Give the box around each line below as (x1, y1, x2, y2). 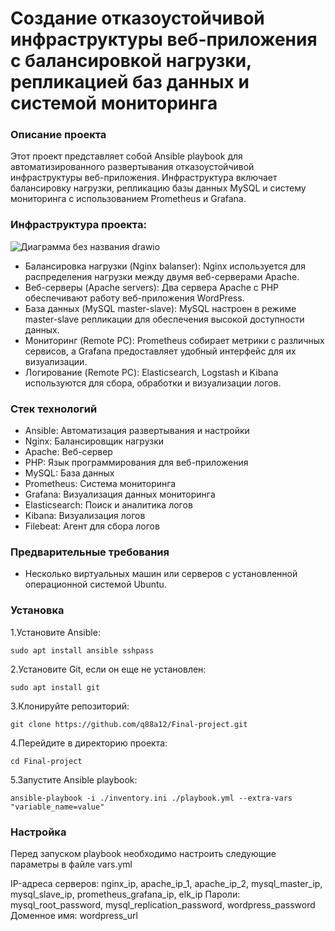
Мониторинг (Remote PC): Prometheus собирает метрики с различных (24, 334, 325, 346)
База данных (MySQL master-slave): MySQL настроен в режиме (24, 302, 297, 314)
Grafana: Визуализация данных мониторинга (24, 488, 216, 501)
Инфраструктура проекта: (10, 218, 147, 232)
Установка (10, 603, 65, 617)
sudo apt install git (10, 682, 101, 692)
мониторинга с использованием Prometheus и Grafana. (10, 193, 247, 205)
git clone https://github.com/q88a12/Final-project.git (10, 719, 248, 729)
